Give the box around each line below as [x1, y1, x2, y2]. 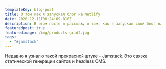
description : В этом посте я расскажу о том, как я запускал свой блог [5, 21, 156, 26]
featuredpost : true [5, 26, 45, 31]
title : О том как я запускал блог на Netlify [5, 12, 100, 17]
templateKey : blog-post [5, 7, 54, 12]
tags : [5, 35, 16, 40]
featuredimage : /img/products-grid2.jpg [5, 30, 90, 35]
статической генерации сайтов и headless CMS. [5, 58, 107, 64]
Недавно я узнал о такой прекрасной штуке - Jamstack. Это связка [5, 53, 148, 59]
